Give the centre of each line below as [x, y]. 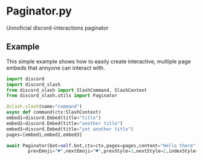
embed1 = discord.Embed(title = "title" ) [54, 118]
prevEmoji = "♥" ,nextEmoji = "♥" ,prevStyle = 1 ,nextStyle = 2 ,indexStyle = [113, 151]
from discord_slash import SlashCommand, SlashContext [77, 90]
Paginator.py [39, 11]
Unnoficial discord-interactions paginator [57, 28]
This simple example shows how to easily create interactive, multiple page [99, 61]
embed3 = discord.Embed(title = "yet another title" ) [70, 129]
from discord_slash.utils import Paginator [62, 96]
